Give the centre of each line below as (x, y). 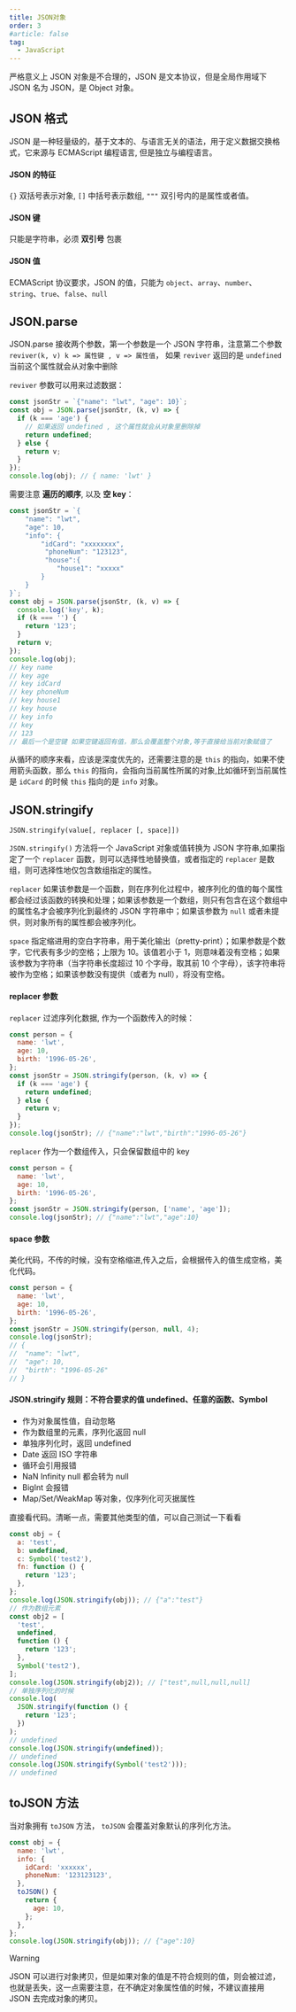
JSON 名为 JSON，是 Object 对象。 (74, 88)
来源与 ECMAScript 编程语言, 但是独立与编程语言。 (125, 152)
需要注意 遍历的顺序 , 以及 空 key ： (72, 494)
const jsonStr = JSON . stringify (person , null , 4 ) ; (104, 1329)
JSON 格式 (38, 118)
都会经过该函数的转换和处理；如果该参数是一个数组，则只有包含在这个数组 (144, 900)
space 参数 (30, 1239)
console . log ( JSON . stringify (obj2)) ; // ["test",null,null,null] (130, 1682)
